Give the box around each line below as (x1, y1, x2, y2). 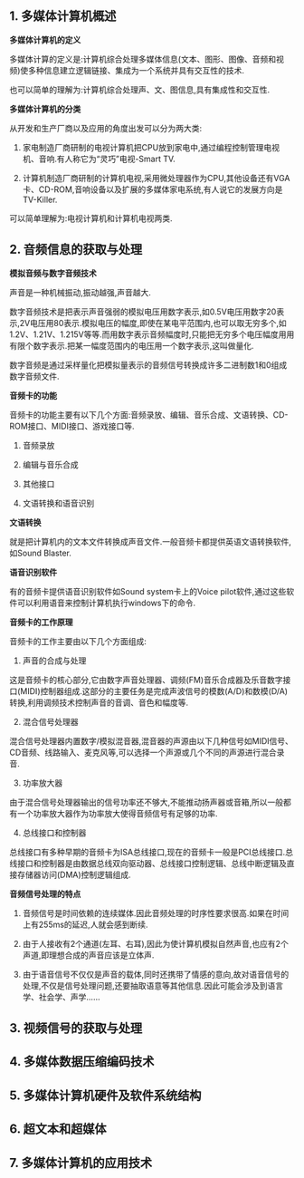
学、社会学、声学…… (22, 991, 100, 1002)
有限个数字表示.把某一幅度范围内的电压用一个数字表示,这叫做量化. (9, 340, 255, 351)
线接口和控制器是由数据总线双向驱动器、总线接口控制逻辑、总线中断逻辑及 (9, 857, 287, 868)
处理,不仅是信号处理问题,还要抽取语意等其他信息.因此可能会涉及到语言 (22, 980, 283, 990)
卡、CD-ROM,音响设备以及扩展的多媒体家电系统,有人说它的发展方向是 (22, 184, 283, 195)
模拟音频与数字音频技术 (9, 267, 97, 278)
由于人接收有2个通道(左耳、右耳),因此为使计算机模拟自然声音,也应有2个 (22, 938, 290, 949)
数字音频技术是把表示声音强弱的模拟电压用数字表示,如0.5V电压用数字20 (9, 306, 277, 317)
